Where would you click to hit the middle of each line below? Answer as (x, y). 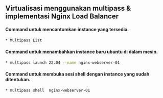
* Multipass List (24, 40)
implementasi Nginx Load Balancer (62, 17)
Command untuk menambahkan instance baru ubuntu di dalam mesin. (82, 52)
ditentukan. (18, 80)
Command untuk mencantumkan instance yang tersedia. (67, 29)
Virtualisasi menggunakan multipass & (68, 8)
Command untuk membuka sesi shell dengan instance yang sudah (77, 74)
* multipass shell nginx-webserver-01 (48, 90)
